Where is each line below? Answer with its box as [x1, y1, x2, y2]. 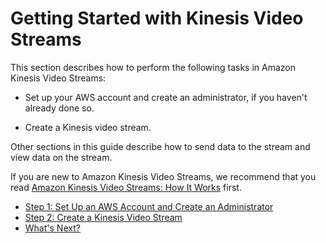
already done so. [24, 102, 95, 114]
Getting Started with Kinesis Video [10, 7, 304, 30]
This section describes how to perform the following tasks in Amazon [10, 61, 296, 73]
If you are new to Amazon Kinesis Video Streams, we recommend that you [10, 170, 317, 182]
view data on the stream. [10, 151, 113, 163]
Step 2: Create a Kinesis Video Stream [24, 211, 183, 223]
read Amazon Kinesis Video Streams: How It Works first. [10, 181, 242, 193]
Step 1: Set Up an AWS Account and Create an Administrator [24, 200, 274, 212]
